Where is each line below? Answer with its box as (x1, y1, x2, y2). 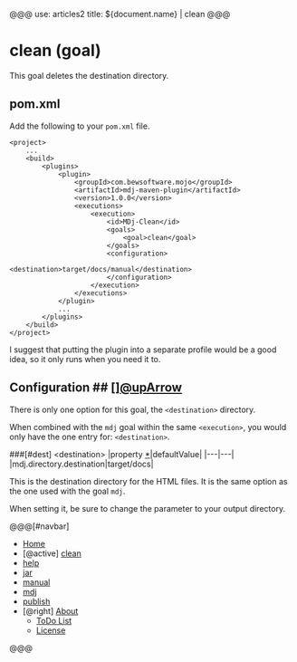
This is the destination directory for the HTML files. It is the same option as (9, 475, 288, 486)
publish (22, 596, 51, 607)
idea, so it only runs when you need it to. (9, 353, 161, 364)
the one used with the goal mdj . (9, 485, 126, 496)
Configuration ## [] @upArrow (9, 380, 183, 396)
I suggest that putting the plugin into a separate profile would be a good (9, 344, 277, 355)
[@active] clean (22, 548, 81, 559)
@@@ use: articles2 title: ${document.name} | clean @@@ (9, 9, 231, 19)
